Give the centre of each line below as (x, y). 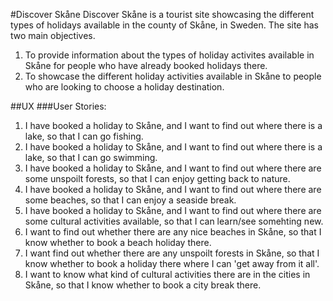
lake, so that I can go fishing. (84, 136)
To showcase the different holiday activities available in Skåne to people (173, 76)
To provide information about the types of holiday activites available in (169, 55)
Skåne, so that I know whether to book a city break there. (143, 285)
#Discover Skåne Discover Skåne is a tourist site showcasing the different (162, 14)
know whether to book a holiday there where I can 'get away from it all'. (172, 263)
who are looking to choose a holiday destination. (124, 87)
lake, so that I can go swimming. (91, 157)
